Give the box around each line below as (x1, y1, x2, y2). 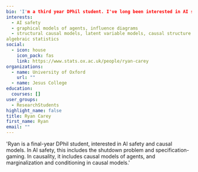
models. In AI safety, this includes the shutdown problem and (6, 147, 154, 154)
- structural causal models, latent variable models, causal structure (11, 31, 192, 37)
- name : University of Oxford (11, 69, 85, 75)
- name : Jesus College (11, 80, 67, 86)
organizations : (6, 63, 44, 70)
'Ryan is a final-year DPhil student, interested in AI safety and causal (6, 140, 173, 147)
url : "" (16, 74, 35, 80)
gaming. (6, 153, 26, 160)
